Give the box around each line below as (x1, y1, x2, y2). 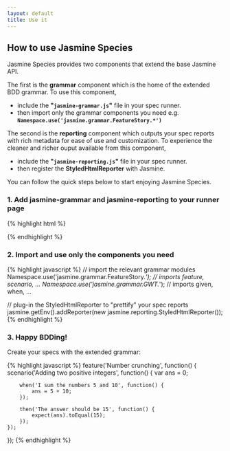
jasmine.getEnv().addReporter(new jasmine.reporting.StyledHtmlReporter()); (7, 307, 223, 316)
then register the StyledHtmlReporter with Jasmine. (16, 164, 165, 173)
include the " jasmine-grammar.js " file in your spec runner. (16, 101, 181, 110)
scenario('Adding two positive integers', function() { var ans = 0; (7, 368, 189, 377)
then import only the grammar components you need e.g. (16, 109, 180, 117)
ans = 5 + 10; (32, 388, 72, 395)
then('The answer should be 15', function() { (19, 406, 155, 413)
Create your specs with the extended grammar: (7, 348, 141, 356)
